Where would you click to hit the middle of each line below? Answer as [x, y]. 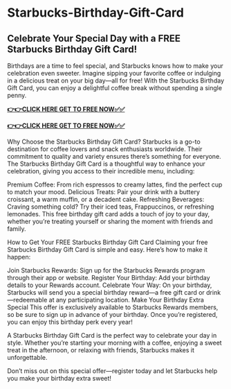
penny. [17, 95]
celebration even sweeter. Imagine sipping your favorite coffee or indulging [114, 73]
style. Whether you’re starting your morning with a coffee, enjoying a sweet [115, 343]
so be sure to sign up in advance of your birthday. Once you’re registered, [112, 314]
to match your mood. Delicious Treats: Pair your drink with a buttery [104, 192]
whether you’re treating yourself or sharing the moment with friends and [110, 221]
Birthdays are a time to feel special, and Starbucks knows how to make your [115, 66]
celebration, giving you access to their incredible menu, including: [101, 171]
